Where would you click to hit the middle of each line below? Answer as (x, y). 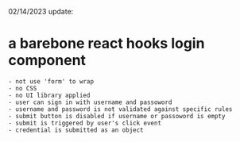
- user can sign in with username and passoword (90, 102)
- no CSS (23, 88)
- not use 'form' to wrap (51, 81)
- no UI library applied (49, 95)
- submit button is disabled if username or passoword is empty (117, 116)
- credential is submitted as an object (76, 130)
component (47, 61)
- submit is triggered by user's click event (85, 123)
